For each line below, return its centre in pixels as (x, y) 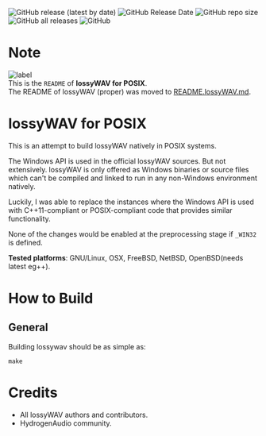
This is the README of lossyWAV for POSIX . (78, 83)
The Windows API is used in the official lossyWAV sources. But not (117, 161)
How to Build (51, 299)
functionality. (30, 218)
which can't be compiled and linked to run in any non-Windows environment (133, 178)
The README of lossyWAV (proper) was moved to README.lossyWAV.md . (130, 91)
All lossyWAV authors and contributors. (84, 415)
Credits (33, 393)
